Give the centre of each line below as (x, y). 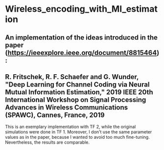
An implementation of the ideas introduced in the (81, 37)
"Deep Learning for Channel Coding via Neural (77, 84)
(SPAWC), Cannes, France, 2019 (55, 115)
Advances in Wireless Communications (67, 107)
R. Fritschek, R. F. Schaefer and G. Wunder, (72, 77)
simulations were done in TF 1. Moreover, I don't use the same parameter (79, 132)
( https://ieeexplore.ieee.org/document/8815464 (81, 53)
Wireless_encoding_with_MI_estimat (81, 9)
